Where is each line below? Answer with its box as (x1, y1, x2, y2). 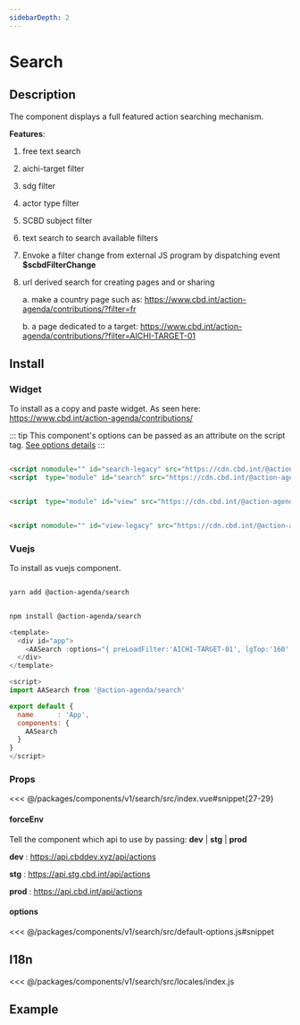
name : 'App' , (17, 710, 90, 719)
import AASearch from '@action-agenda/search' (9, 686, 186, 695)
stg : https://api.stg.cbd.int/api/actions (9, 868, 151, 879)
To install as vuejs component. (9, 563, 121, 574)
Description (9, 87, 76, 103)
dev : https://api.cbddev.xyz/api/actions (9, 851, 156, 862)
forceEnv (9, 814, 45, 824)
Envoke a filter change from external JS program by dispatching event (21, 250, 281, 261)
